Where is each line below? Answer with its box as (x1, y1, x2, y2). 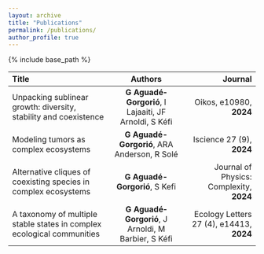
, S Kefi (150, 182, 177, 193)
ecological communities (12, 229, 101, 240)
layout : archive (8, 11, 61, 20)
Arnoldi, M (126, 223, 166, 234)
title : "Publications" (8, 19, 82, 27)
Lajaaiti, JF (126, 107, 167, 118)
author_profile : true (8, 33, 79, 42)
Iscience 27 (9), (192, 134, 252, 145)
